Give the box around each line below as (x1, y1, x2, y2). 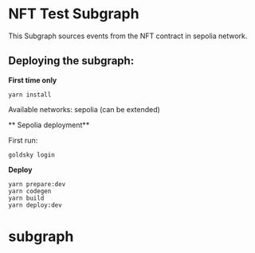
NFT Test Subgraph (8, 5, 139, 23)
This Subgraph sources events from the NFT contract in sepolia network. (8, 31, 248, 41)
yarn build (8, 194, 45, 202)
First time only (8, 75, 57, 84)
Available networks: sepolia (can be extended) (8, 104, 161, 114)
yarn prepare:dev (8, 180, 66, 188)
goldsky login (8, 150, 56, 159)
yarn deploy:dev (8, 200, 62, 209)
